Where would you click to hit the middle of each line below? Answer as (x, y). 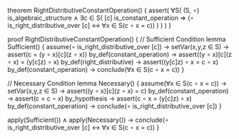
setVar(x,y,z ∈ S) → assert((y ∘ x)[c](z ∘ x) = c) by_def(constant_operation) (118, 91)
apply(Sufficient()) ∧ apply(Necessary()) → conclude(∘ (88, 120)
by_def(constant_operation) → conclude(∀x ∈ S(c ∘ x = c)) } (96, 69)
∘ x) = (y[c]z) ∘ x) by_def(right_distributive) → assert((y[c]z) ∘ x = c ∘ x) (113, 62)
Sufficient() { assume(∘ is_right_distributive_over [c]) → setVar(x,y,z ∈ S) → (118, 47)
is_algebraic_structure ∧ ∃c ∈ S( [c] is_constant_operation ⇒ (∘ (101, 18)
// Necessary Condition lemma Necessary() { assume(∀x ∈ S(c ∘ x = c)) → (117, 83)
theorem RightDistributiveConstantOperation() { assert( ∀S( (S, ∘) (103, 10)
